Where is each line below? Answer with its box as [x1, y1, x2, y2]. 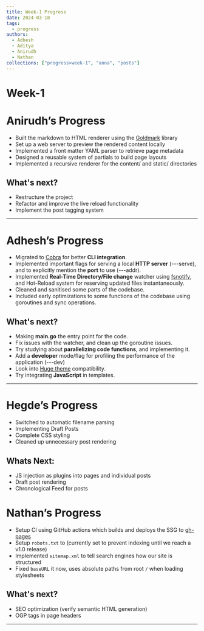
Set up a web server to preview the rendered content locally [15, 141, 166, 148]
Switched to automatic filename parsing [15, 419, 115, 426]
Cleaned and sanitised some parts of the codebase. [15, 286, 144, 293]
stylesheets [15, 571, 44, 579]
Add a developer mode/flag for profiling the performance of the [15, 352, 175, 360]
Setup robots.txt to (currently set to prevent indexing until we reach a [15, 539, 191, 546]
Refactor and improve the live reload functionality [15, 200, 139, 207]
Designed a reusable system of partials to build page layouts [15, 153, 167, 161]
